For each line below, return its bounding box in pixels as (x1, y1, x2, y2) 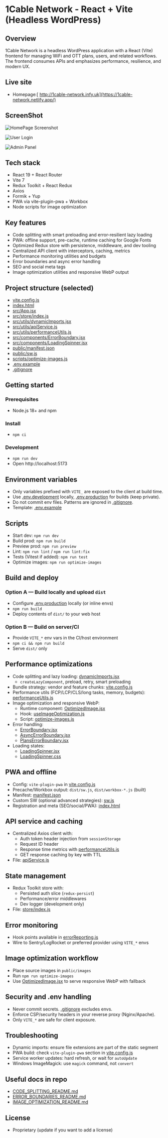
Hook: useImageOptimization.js (20, 711, 85, 717)
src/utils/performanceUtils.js (12, 329, 72, 335)
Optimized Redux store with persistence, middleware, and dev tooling (12, 243, 156, 249)
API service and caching (5, 817, 83, 826)
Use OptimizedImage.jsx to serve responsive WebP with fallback (12, 978, 146, 984)
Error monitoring (5, 921, 58, 930)
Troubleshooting (5, 1031, 59, 1040)
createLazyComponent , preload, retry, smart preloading (20, 678, 131, 685)
